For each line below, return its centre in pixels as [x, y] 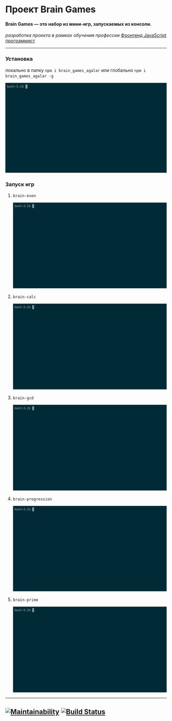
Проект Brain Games [51, 10]
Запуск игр [20, 184]
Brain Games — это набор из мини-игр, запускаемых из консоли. [79, 24]
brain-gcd [23, 398]
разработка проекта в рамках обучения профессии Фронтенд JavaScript [86, 35]
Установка [19, 59]
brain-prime [25, 600]
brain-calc [24, 297]
